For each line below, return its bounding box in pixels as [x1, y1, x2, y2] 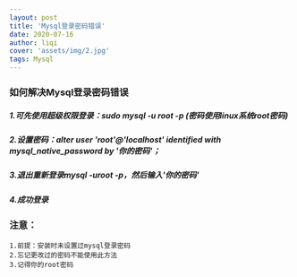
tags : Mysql [9, 55, 54, 64]
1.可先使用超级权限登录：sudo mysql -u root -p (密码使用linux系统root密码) [9, 109, 289, 121]
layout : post [9, 13, 58, 22]
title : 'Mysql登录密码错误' [9, 22, 106, 30]
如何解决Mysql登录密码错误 [9, 86, 129, 99]
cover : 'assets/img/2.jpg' [9, 47, 110, 56]
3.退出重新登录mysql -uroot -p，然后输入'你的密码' [9, 169, 199, 180]
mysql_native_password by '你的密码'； [9, 145, 161, 156]
